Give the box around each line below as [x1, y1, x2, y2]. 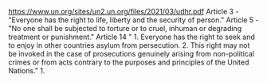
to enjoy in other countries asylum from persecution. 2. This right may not [8, 41, 250, 50]
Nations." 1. [8, 66, 45, 75]
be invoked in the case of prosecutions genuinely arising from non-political [8, 49, 255, 58]
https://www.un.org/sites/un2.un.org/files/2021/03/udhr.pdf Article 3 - [8, 7, 239, 16]
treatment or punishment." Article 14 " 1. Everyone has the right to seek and [8, 32, 255, 41]
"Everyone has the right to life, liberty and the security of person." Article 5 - [8, 15, 259, 25]
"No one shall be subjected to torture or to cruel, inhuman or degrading [8, 24, 241, 33]
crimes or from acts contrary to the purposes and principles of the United [8, 57, 249, 67]
